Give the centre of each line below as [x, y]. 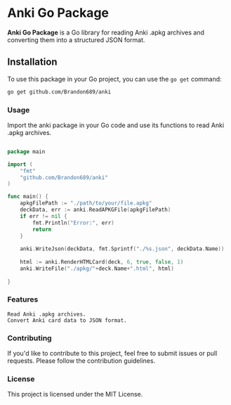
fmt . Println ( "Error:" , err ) [73, 223]
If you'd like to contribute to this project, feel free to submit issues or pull [112, 354]
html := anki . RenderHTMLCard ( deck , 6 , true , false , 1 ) [102, 262]
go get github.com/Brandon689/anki [59, 92]
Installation [32, 62]
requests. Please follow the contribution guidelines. [81, 361]
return [42, 229]
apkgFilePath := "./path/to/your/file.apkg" [86, 203]
